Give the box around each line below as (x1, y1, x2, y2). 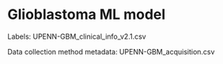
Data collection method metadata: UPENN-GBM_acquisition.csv (7, 47, 215, 56)
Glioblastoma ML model (7, 6, 166, 24)
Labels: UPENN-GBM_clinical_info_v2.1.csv (7, 32, 147, 41)
